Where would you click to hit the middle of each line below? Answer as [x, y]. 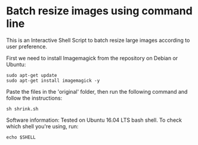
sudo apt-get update [32, 75]
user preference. [27, 47]
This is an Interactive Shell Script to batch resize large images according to [98, 40]
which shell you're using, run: [42, 126]
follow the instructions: [34, 98]
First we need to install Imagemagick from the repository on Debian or [92, 58]
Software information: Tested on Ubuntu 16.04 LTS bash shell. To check [94, 120]
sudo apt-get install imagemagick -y [53, 81]
